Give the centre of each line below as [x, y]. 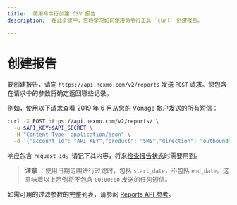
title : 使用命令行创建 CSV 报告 [52, 14]
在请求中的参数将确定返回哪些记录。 [60, 93]
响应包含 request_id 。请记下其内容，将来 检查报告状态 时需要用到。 [104, 155]
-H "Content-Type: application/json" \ [72, 135]
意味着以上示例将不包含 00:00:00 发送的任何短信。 [98, 179]
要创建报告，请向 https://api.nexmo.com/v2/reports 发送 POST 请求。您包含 [117, 85]
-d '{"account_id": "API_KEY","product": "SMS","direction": [105, 142]
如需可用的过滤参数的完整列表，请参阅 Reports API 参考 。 [91, 194]
